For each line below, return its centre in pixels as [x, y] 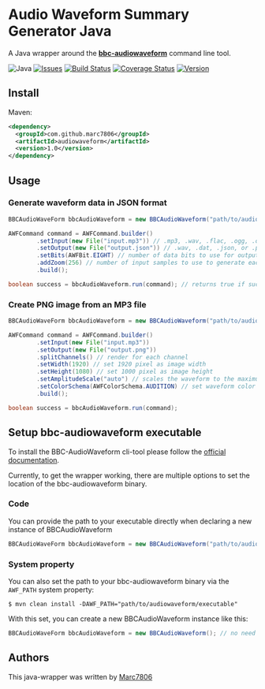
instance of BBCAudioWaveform [60, 529]
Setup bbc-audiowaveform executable [105, 432]
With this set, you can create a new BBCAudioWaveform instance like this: [128, 619]
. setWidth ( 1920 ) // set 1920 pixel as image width [121, 364]
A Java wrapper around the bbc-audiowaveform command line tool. [119, 53]
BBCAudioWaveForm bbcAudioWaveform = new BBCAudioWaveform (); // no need [132, 633]
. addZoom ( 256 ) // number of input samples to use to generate [141, 263]
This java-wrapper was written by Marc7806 [80, 676]
